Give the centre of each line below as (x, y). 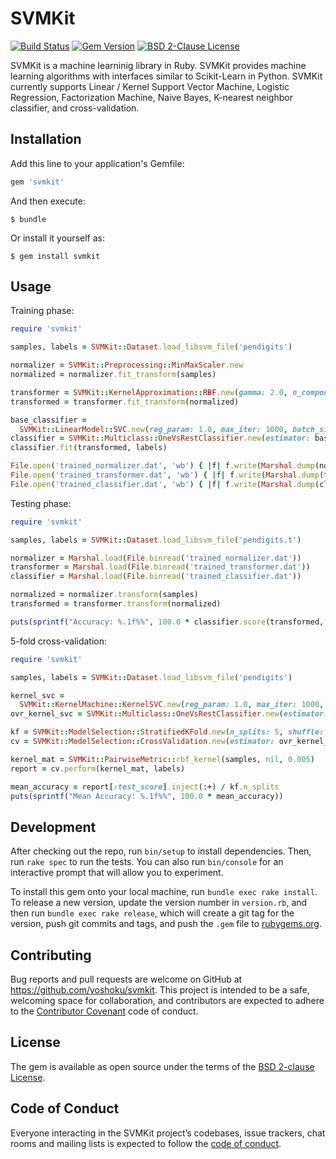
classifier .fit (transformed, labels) (89, 448)
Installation (46, 139)
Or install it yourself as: (57, 238)
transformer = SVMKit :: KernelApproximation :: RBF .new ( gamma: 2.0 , (149, 392)
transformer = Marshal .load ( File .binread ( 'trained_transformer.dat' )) (160, 567)
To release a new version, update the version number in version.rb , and (159, 903)
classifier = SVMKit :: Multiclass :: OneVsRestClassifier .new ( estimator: (160, 438)
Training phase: (42, 311)
